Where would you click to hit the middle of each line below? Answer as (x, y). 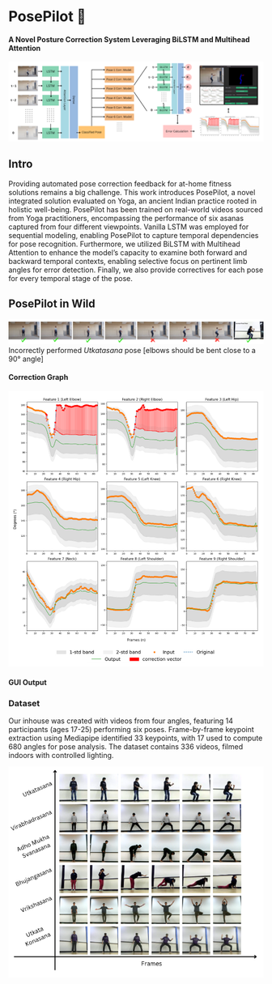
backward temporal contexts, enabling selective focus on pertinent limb (128, 261)
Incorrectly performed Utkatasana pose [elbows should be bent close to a (132, 350)
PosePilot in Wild (52, 304)
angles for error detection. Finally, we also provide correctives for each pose (136, 270)
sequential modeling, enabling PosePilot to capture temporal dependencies (134, 235)
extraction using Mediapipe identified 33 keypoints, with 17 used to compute (136, 738)
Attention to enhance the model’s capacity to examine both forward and (128, 252)
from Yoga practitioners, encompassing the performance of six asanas (126, 218)
